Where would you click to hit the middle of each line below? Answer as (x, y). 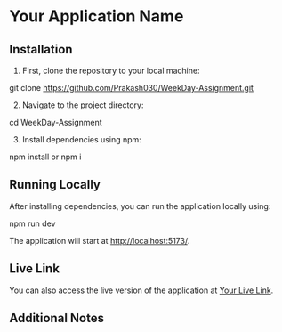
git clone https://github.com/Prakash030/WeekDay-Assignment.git (131, 88)
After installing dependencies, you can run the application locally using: (140, 206)
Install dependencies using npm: (82, 139)
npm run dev (32, 223)
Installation (41, 49)
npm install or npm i (45, 157)
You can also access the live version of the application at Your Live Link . (141, 290)
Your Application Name (97, 16)
